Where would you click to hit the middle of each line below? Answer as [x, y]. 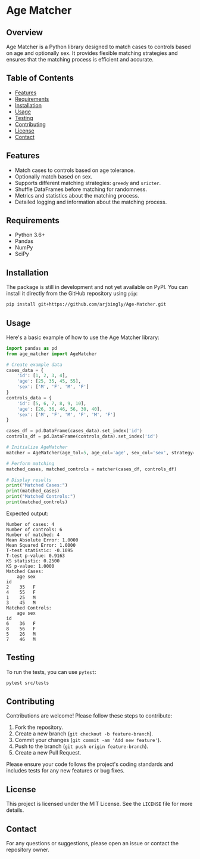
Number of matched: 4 [33, 535]
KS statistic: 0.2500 [33, 561]
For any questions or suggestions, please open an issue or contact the [93, 843]
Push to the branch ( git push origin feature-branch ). [82, 746]
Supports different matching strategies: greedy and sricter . [88, 183]
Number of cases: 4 [30, 524]
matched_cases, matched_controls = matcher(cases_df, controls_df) [92, 469]
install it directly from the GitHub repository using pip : [72, 294]
